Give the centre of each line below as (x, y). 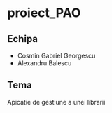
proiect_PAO (44, 13)
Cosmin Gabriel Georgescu (56, 55)
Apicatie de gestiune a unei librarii (56, 102)
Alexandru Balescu (44, 63)
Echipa (23, 39)
